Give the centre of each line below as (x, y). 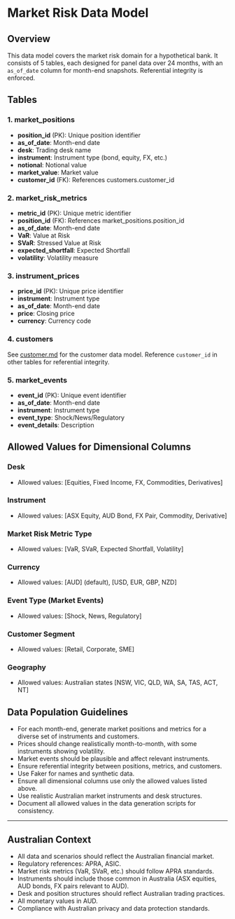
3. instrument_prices (43, 276)
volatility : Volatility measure (58, 258)
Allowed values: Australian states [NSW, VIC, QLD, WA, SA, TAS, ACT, (117, 683)
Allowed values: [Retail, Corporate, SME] (76, 649)
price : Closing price (46, 314)
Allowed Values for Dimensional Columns (99, 447)
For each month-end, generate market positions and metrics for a (112, 729)
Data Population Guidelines (68, 712)
